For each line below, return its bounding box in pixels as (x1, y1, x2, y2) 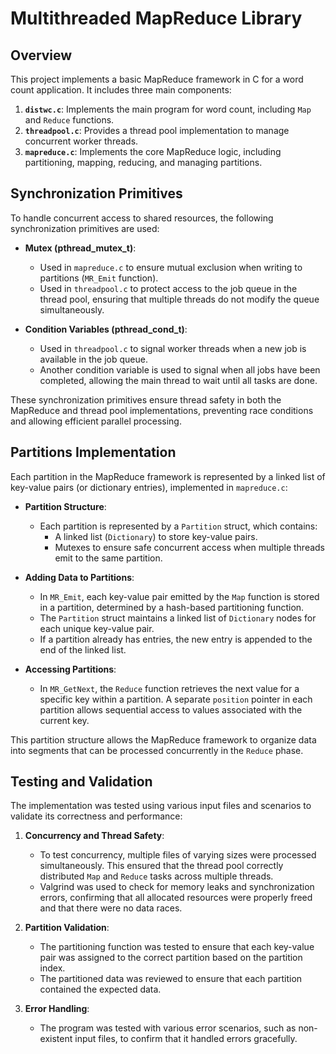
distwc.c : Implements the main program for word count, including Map (24, 103, 312, 115)
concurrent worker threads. (24, 135, 139, 147)
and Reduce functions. (24, 114, 115, 126)
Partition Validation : (24, 922, 110, 934)
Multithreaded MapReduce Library (10, 7, 303, 30)
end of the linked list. (39, 643, 127, 656)
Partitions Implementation (10, 444, 177, 461)
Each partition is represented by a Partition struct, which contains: (39, 520, 318, 532)
